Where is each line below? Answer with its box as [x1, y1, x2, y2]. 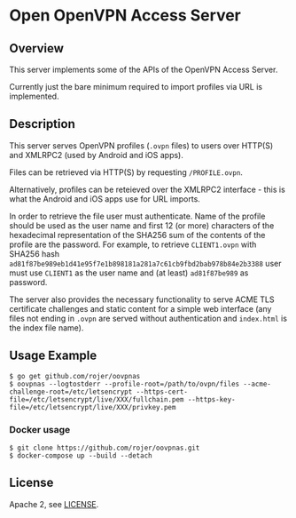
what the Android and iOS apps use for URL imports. [9, 193, 201, 204]
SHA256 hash [9, 248, 60, 259]
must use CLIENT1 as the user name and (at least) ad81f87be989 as [9, 267, 249, 278]
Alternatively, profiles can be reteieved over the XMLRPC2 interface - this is [9, 184, 285, 195]
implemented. [9, 91, 59, 101]
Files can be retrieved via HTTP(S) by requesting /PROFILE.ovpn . [9, 166, 244, 178]
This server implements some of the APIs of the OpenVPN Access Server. [9, 64, 278, 75]
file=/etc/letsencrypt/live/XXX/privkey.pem [9, 402, 176, 411]
